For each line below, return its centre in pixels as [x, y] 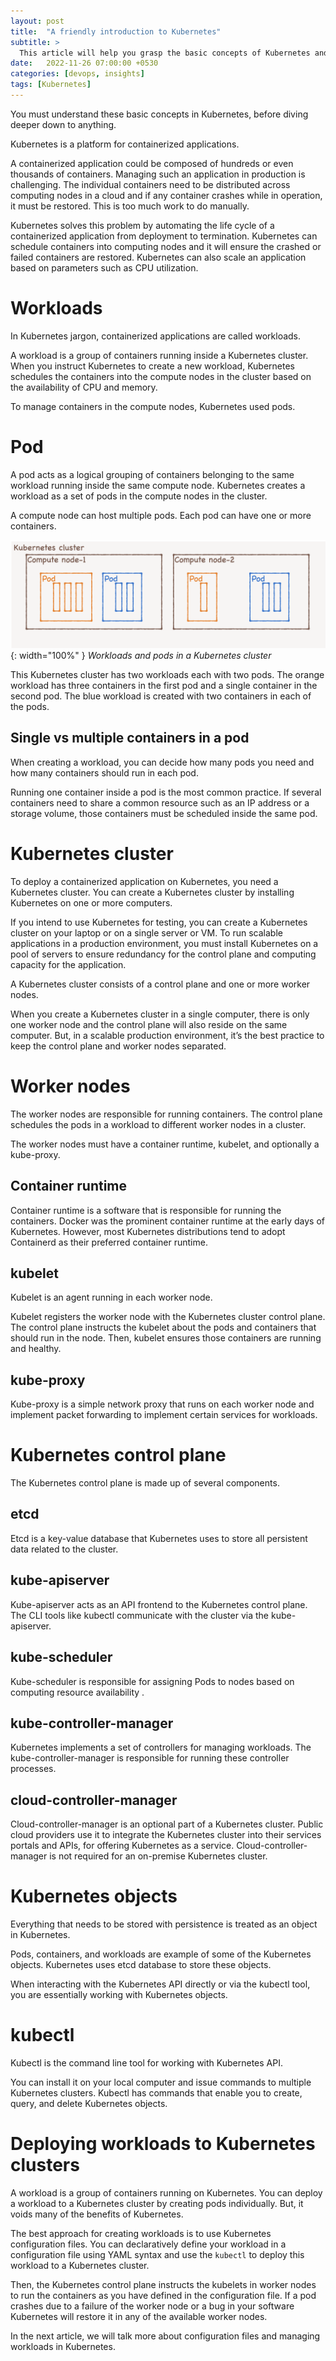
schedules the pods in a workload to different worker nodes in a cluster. [158, 1124]
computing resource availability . [77, 1692]
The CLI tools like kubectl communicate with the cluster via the [140, 1615]
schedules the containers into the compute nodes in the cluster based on [161, 376]
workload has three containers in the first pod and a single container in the [164, 685]
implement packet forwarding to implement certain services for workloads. [164, 1415]
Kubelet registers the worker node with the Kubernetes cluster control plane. [168, 1317]
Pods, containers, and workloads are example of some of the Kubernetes [161, 1954]
